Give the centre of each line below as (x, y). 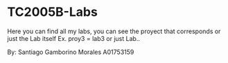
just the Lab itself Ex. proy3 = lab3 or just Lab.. (74, 38)
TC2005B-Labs (53, 12)
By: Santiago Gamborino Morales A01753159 (71, 52)
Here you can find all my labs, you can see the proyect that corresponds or (114, 31)
